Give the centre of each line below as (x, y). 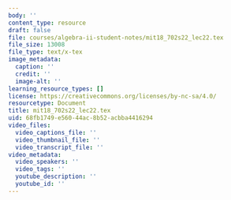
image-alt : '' (38, 81)
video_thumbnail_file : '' (58, 140)
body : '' (22, 15)
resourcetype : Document (47, 103)
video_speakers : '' (47, 162)
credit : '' (33, 74)
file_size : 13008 (37, 45)
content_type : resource (47, 23)
